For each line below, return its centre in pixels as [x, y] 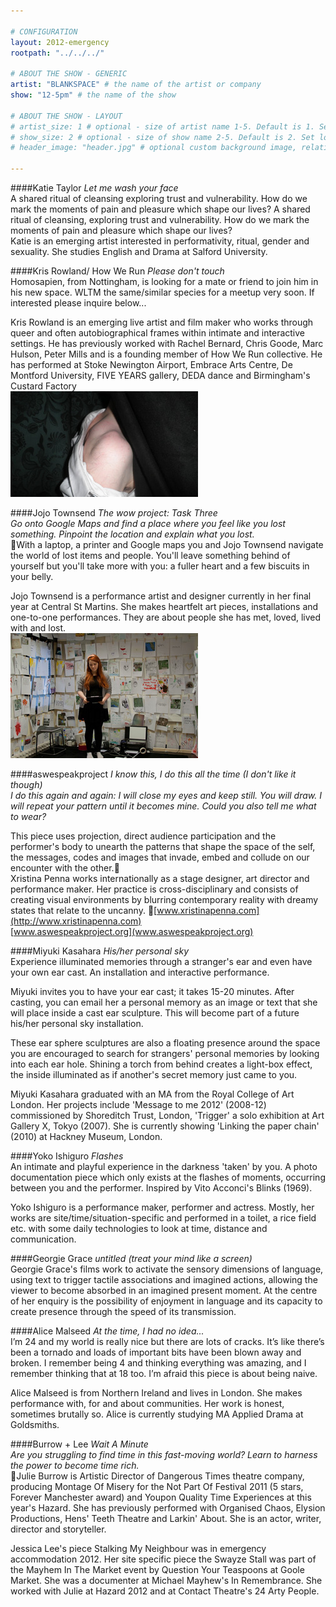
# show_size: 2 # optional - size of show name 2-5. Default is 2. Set [162, 137]
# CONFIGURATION [44, 31]
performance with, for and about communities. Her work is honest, [147, 1403]
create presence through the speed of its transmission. [123, 1311]
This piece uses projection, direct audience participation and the [143, 836]
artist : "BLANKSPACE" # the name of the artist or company [136, 85]
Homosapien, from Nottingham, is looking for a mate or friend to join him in [164, 281]
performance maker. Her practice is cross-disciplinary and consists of [154, 889]
